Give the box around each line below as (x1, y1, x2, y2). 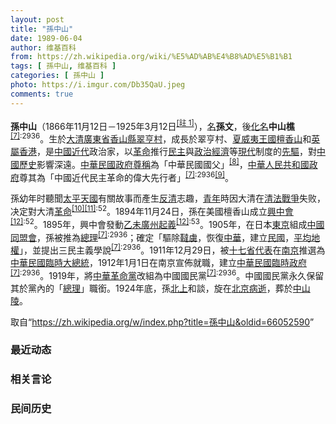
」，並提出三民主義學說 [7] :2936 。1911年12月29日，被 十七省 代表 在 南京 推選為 (19, 242, 326, 256)
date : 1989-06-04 (10, 33, 83, 43)
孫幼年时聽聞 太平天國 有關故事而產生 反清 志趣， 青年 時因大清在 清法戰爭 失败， (10, 192, 326, 205)
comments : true (10, 89, 74, 99)
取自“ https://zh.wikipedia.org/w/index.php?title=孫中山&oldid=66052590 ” (10, 316, 315, 328)
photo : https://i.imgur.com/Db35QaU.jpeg (10, 80, 186, 90)
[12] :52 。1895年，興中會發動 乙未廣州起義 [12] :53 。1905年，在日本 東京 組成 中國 (10, 216, 325, 230)
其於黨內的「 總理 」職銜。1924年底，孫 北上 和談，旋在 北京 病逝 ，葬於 (10, 282, 293, 294)
